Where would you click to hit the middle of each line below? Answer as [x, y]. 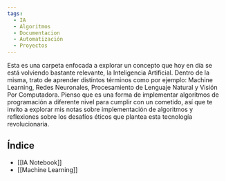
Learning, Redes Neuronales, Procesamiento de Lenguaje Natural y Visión [112, 87]
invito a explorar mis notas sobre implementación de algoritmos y [100, 109]
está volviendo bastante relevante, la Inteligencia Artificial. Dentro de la [108, 73]
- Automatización [38, 39]
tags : [15, 13]
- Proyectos [31, 46]
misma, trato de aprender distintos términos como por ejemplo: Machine [110, 80]
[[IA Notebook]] [39, 162]
